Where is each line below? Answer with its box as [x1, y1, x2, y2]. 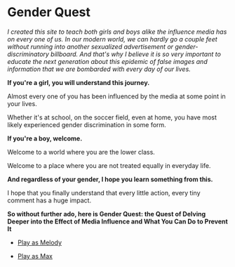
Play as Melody [17, 238, 62, 247]
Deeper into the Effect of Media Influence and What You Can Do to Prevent [7, 217, 228, 226]
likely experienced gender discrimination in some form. [7, 120, 166, 129]
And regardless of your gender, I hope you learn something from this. [7, 175, 213, 183]
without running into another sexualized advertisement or [7, 42, 174, 51]
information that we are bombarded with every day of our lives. [7, 65, 191, 73]
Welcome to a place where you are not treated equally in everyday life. [7, 161, 211, 169]
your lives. [7, 99, 37, 108]
